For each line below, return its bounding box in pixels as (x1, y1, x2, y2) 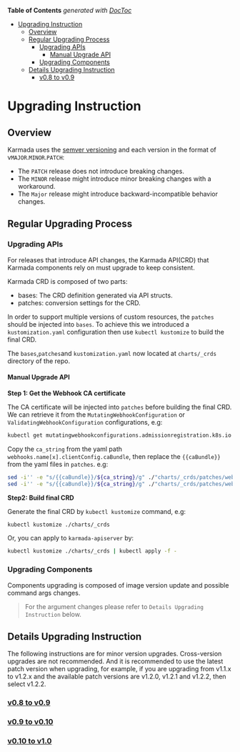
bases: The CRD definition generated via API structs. (17, 291, 173, 300)
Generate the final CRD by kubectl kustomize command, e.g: (7, 507, 186, 515)
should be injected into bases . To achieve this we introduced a (7, 320, 189, 328)
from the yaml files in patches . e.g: (7, 460, 109, 468)
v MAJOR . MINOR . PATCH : (7, 153, 65, 162)
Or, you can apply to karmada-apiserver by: (7, 534, 134, 543)
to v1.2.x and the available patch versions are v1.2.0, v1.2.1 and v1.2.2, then (7, 672, 226, 681)
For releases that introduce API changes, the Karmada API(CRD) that (7, 255, 209, 264)
